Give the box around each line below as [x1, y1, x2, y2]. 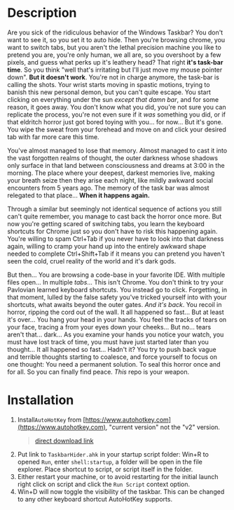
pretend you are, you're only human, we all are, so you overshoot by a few [7, 51, 221, 59]
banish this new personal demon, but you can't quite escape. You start [7, 88, 212, 96]
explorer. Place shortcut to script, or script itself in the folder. [17, 465, 193, 473]
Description [7, 5, 77, 21]
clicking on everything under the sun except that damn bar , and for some [7, 95, 219, 103]
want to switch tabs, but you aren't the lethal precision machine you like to [7, 43, 222, 51]
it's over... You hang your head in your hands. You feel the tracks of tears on [7, 315, 227, 324]
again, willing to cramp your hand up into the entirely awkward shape [7, 242, 207, 250]
